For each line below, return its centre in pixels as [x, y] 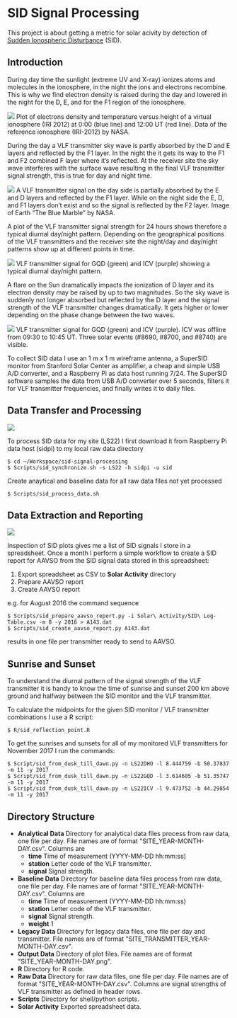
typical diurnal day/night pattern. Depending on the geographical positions [116, 234]
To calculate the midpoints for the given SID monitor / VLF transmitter [108, 710]
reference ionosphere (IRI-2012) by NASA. [69, 132]
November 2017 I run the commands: [61, 751]
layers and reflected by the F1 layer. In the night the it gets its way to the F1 [116, 153]
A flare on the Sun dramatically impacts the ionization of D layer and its [111, 285]
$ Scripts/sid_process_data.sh [53, 493]
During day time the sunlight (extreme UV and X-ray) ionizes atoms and [111, 79]
